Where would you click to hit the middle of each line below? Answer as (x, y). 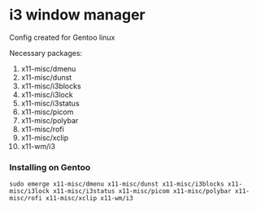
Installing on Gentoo (50, 167)
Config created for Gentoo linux (62, 37)
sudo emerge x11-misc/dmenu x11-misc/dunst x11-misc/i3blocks (117, 184)
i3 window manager (77, 15)
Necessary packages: (46, 53)
